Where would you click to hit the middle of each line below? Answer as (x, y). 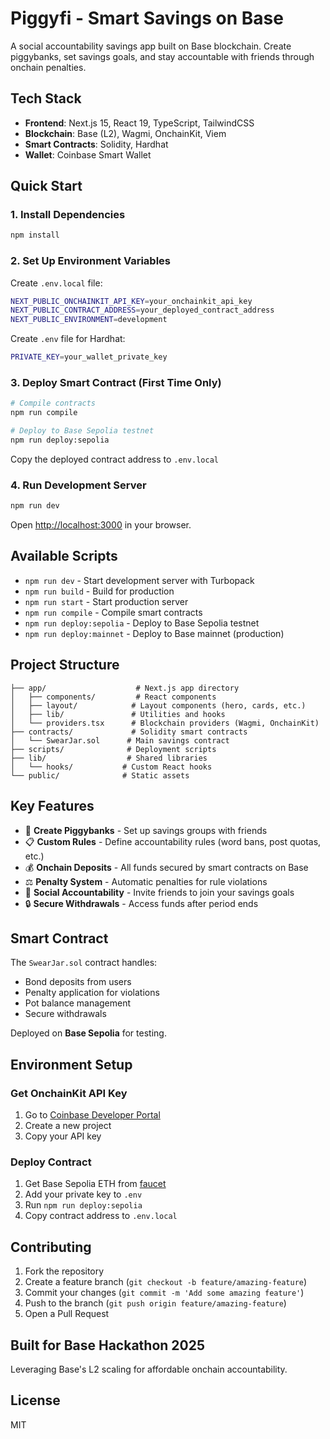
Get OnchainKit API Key (69, 1093)
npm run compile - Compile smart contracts (113, 612)
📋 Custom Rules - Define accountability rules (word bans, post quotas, (173, 841)
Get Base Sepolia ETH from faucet (95, 1184)
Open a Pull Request (67, 1314)
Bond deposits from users (78, 982)
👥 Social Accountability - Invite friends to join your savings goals (159, 892)
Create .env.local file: (56, 283)
